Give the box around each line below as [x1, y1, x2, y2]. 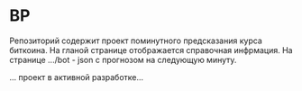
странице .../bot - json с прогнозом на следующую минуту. [9, 54, 237, 65]
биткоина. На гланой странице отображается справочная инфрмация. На [9, 44, 293, 55]
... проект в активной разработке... [9, 71, 144, 82]
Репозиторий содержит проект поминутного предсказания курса [9, 35, 263, 46]
